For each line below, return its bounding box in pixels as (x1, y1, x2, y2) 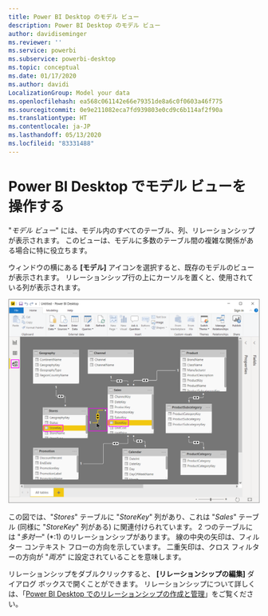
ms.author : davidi (8, 80, 69, 88)
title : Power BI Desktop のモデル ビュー (8, 13, 140, 21)
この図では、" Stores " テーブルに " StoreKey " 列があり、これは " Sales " (8, 512, 237, 522)
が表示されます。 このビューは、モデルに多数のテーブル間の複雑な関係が (8, 235, 247, 245)
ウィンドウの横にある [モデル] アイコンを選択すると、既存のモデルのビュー (8, 262, 255, 272)
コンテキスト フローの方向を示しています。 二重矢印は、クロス (23, 542, 230, 551)
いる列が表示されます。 (8, 282, 85, 292)
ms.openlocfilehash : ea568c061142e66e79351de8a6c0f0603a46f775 (8, 97, 223, 106)
